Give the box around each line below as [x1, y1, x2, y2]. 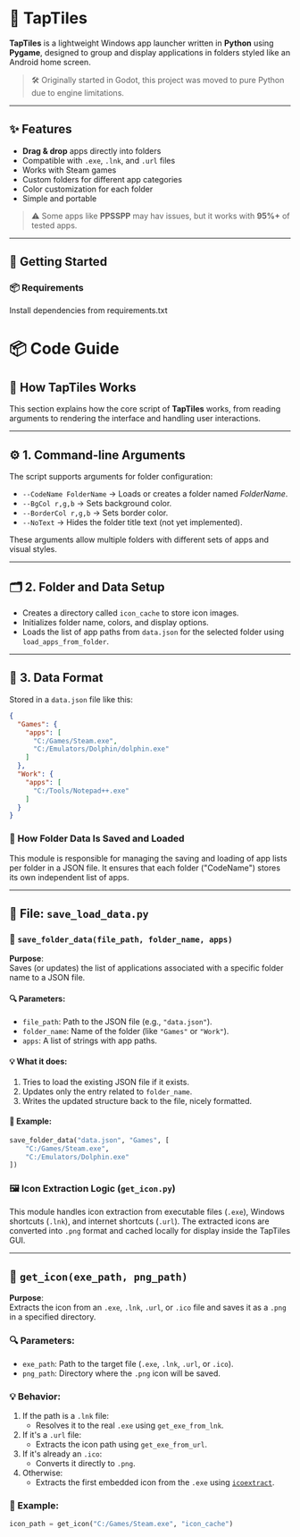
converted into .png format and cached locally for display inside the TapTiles [9, 1225, 291, 1236]
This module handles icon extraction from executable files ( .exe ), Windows [9, 1206, 286, 1217]
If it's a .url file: [21, 1430, 82, 1440]
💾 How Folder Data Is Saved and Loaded [9, 832, 185, 845]
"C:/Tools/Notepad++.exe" [32, 786, 129, 795]
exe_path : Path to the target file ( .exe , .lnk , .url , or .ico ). [21, 1358, 234, 1369]
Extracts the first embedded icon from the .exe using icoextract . [35, 1477, 275, 1488]
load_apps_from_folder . [21, 636, 110, 647]
